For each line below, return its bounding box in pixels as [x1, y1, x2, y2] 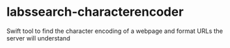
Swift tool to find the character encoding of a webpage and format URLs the [6, 27, 223, 35]
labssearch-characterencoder [6, 4, 184, 20]
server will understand [6, 34, 71, 42]
